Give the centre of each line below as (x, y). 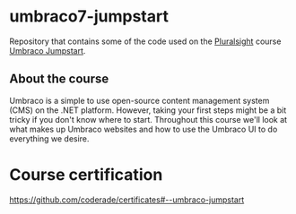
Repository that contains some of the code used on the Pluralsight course (145, 41)
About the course (59, 79)
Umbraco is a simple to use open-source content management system (139, 100)
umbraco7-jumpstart (89, 17)
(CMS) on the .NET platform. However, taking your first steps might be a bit (148, 110)
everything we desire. (49, 138)
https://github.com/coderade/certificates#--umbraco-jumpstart (127, 200)
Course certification (86, 174)
